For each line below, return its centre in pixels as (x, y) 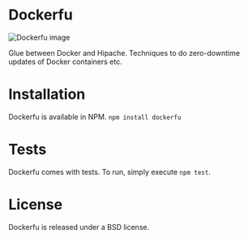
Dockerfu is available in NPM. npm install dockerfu (95, 117)
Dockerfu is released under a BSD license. (79, 227)
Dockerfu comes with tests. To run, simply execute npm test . (109, 172)
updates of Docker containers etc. (66, 62)
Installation (47, 94)
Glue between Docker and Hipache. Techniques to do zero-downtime (124, 53)
